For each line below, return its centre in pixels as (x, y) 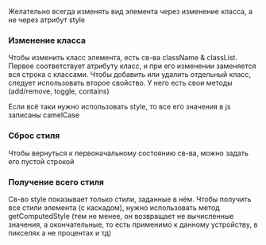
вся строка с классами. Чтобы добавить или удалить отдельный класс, (130, 75)
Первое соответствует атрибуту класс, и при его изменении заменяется (132, 66)
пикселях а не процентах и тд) (60, 232)
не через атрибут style (47, 20)
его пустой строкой (41, 161)
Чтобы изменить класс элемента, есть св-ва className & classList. (123, 58)
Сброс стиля (34, 136)
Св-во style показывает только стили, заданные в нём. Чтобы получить (130, 199)
